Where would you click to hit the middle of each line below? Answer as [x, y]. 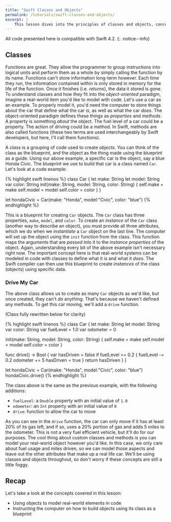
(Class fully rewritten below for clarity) [45, 314]
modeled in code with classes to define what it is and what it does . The [80, 259]
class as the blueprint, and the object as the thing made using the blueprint [84, 153]
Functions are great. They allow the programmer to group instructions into [83, 67]
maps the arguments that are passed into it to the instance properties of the [85, 242]
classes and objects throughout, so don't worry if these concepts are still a [84, 459]
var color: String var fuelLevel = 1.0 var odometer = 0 [61, 330]
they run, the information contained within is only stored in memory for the [83, 83]
